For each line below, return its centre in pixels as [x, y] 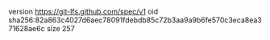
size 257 [61, 28]
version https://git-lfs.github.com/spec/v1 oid [83, 12]
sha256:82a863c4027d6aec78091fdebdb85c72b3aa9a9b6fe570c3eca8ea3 [135, 20]
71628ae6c [27, 28]
